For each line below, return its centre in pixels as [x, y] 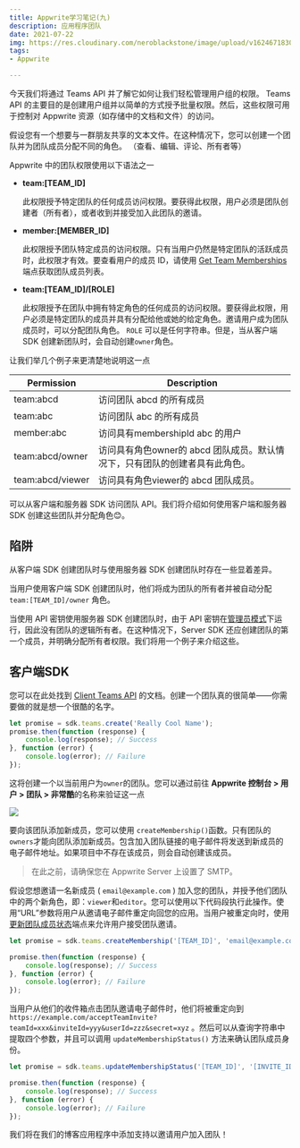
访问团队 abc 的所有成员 [148, 417]
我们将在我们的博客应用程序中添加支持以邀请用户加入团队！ [119, 1135]
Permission [52, 383]
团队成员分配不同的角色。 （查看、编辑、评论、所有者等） [139, 146]
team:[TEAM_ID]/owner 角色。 [62, 600]
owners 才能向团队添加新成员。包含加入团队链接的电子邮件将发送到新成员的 [146, 841]
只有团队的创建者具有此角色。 [187, 463]
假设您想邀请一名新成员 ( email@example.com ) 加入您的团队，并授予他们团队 [148, 890]
